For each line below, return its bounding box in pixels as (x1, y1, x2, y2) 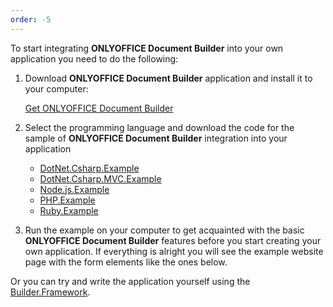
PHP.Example (39, 194, 96, 206)
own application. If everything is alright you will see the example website (24, 245, 324, 257)
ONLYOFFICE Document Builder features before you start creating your (24, 234, 322, 246)
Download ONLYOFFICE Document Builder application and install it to (24, 72, 313, 84)
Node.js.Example (39, 183, 110, 195)
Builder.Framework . (10, 286, 91, 298)
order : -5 (10, 14, 52, 25)
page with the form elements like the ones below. (24, 256, 228, 268)
